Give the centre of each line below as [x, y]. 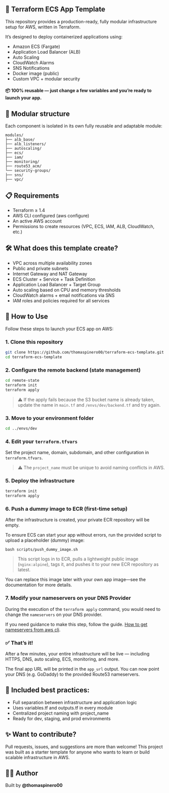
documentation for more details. [39, 585]
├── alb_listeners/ [26, 144]
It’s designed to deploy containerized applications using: [64, 36]
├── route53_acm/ [24, 166]
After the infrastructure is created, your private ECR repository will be [77, 520]
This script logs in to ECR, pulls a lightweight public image [78, 559]
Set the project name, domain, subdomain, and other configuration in [77, 453]
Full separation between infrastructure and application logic [75, 702]
